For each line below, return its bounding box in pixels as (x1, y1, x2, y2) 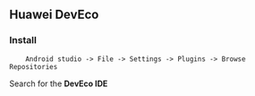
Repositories (9, 62, 58, 71)
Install (9, 34, 38, 47)
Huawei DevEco (9, 7, 99, 22)
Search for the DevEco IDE (9, 78, 108, 89)
